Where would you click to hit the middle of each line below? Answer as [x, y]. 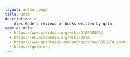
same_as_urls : [20, 28]
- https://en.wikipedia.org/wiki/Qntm [50, 38]
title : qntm [17, 14]
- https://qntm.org [30, 47]
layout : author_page [27, 10]
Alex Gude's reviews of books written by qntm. [64, 24]
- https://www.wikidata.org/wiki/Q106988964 [56, 33]
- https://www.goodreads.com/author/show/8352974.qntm [67, 42]
